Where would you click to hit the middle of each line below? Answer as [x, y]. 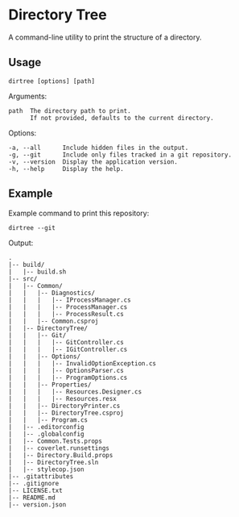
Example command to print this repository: [79, 213]
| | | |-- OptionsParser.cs [66, 370]
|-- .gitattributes [41, 476]
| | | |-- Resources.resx [62, 398]
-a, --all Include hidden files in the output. [99, 148]
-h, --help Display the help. [66, 169]
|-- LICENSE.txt [35, 490]
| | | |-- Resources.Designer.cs [75, 392]
